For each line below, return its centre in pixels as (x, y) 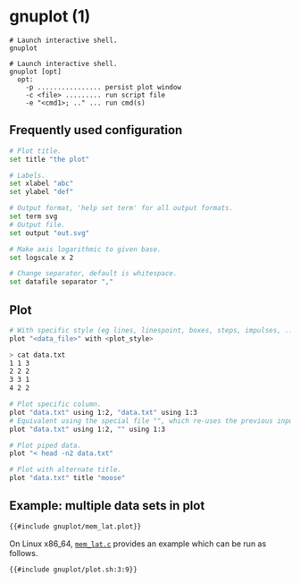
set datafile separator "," (62, 282)
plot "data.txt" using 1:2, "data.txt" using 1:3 (104, 412)
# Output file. (37, 224)
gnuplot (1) (50, 17)
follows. (24, 553)
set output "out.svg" (50, 233)
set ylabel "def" (42, 192)
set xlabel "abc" (42, 184)
